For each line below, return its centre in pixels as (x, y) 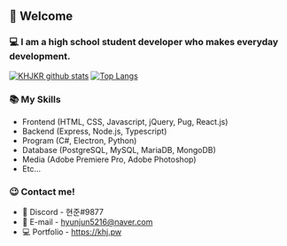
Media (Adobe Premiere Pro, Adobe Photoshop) (109, 159)
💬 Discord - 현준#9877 (63, 212)
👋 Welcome (41, 16)
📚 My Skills (35, 99)
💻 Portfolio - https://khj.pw (72, 232)
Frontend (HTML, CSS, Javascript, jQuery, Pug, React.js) (125, 121)
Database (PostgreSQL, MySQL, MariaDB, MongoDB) (119, 150)
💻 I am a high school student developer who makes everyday (144, 42)
